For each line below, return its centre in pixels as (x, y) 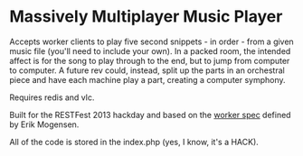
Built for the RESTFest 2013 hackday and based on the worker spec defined (150, 115)
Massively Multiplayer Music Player (146, 17)
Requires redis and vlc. (52, 97)
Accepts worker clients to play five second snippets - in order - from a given (151, 41)
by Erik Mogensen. (44, 124)
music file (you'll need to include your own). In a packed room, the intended (150, 50)
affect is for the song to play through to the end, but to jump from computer (150, 60)
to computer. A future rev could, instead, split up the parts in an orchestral (147, 70)
